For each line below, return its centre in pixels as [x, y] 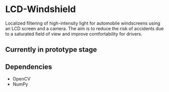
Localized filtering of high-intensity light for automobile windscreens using [83, 23]
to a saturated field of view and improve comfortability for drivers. [74, 34]
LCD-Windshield [40, 9]
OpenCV [22, 79]
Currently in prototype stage [51, 50]
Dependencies [29, 67]
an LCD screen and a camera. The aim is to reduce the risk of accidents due [85, 28]
